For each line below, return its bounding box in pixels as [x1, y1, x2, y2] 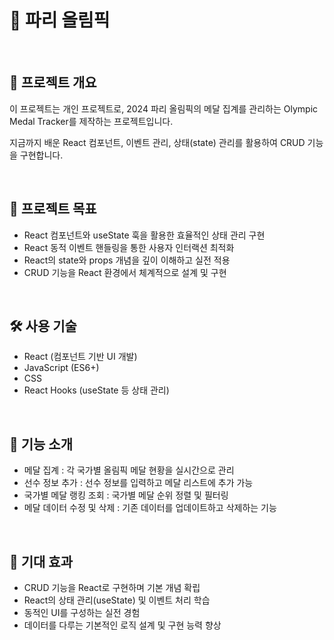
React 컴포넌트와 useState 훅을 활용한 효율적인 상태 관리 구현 [23, 229, 266, 241]
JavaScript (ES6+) [23, 362, 100, 374]
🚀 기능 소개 [9, 436, 74, 453]
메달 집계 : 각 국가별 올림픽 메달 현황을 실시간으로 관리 [23, 464, 235, 476]
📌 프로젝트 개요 [9, 74, 97, 91]
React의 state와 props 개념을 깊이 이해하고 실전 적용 [23, 254, 231, 266]
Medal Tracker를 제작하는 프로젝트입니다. [9, 115, 174, 127]
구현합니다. [19, 149, 64, 161]
